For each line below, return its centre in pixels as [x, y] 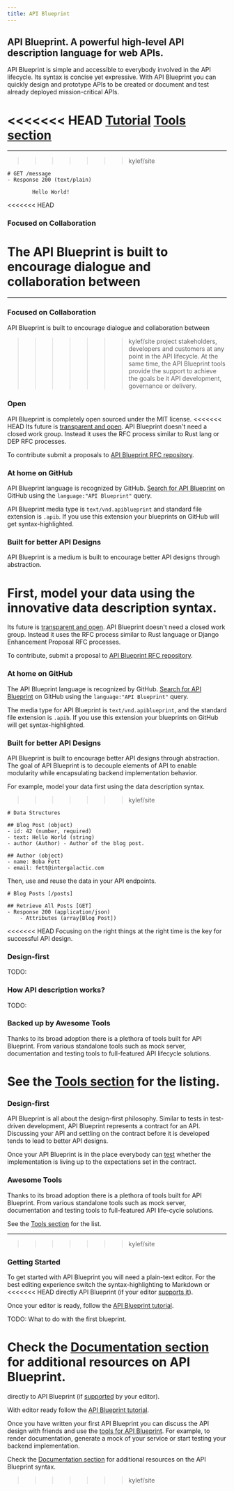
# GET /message [29, 174]
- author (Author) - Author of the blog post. [76, 843]
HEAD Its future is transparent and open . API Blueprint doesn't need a [107, 426]
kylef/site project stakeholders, [173, 341]
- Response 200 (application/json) [59, 912]
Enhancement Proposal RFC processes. [64, 642]
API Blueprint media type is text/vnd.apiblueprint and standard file [104, 509]
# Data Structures [34, 813]
